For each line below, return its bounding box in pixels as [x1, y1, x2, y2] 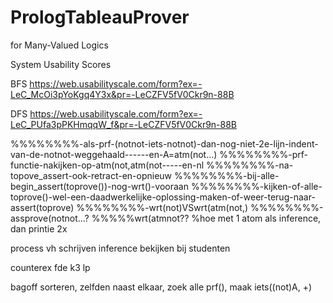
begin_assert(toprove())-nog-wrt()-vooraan [10, 180, 189, 192]
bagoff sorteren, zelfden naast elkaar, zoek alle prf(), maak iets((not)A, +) [10, 281, 313, 293]
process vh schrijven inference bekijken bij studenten [10, 242, 231, 254]
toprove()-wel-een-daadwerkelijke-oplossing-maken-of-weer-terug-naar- [10, 191, 316, 203]
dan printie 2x [10, 222, 68, 235]
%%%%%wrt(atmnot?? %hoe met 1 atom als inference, [91, 212, 322, 224]
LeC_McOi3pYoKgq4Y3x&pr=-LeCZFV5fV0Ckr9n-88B [10, 88, 235, 100]
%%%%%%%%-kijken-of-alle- [190, 180, 323, 192]
